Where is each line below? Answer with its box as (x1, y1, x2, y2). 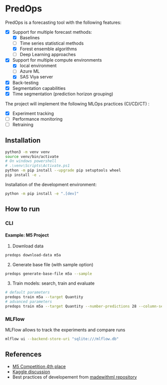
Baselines (19, 35, 40, 40)
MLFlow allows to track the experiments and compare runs (5, 326, 126, 333)
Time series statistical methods (19, 40, 84, 46)
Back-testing (12, 79, 39, 85)
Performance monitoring (12, 116, 63, 122)
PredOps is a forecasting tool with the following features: (5, 19, 122, 25)
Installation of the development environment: (5, 181, 97, 187)
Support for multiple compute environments (12, 57, 102, 63)
